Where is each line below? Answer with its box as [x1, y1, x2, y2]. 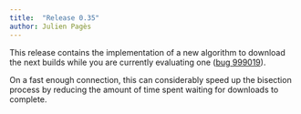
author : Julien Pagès [9, 22, 92, 31]
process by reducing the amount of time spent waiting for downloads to [9, 84, 279, 95]
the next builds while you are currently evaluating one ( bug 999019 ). [9, 57, 266, 67]
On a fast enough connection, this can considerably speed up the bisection [9, 74, 292, 85]
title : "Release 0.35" [9, 13, 100, 23]
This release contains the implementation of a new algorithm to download [9, 47, 285, 57]
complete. [9, 93, 47, 105]
